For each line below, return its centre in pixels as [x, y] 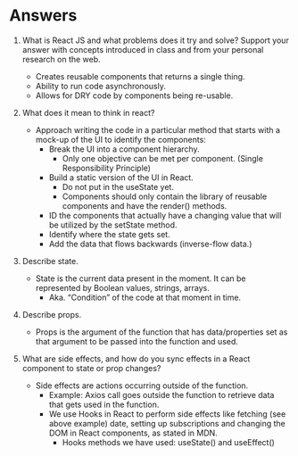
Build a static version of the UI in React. [121, 177]
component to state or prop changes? [91, 368]
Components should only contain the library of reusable [165, 196]
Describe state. [50, 261]
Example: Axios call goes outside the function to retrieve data [161, 394]
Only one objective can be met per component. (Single [162, 158]
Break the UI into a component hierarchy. [124, 149]
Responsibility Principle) [107, 168]
